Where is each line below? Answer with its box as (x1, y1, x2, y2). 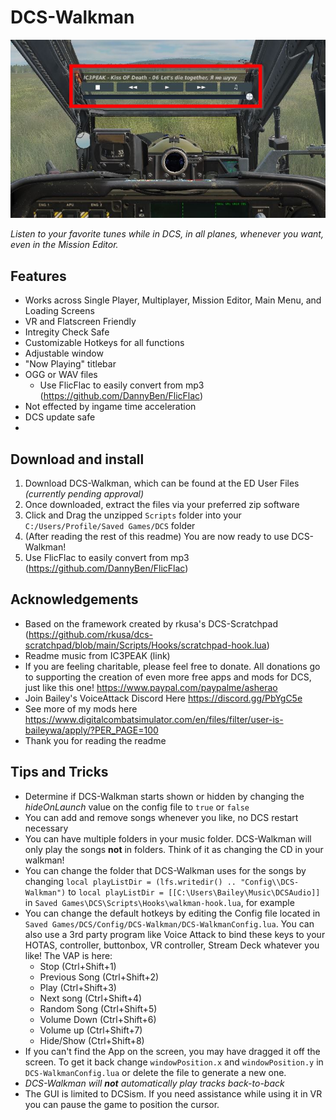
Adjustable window (24, 347, 104, 360)
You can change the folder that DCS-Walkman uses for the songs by (24, 864, 307, 876)
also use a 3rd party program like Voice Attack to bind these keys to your (24, 928, 326, 940)
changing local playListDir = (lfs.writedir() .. (24, 875, 237, 887)
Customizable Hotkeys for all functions (24, 337, 185, 349)
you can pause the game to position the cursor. (24, 1098, 220, 1110)
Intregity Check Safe (24, 326, 110, 338)
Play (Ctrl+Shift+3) (39, 981, 117, 993)
